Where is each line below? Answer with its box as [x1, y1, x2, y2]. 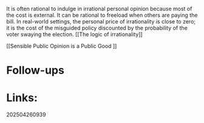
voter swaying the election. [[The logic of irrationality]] [6, 31, 143, 38]
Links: [6, 91, 38, 105]
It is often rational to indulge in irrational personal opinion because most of [6, 5, 192, 12]
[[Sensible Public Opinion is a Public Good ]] [6, 42, 117, 49]
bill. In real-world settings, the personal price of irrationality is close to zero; [6, 18, 196, 25]
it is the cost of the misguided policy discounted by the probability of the [6, 24, 188, 31]
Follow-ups [6, 63, 65, 77]
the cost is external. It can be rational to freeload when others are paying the [6, 11, 198, 19]
